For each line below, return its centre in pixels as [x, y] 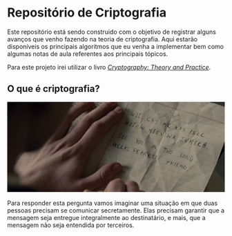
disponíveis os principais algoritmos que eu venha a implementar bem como [116, 46]
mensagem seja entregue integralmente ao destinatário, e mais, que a [106, 217]
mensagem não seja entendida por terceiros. [71, 225]
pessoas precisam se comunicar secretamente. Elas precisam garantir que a [116, 210]
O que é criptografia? [54, 89]
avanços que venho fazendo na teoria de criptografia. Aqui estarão [103, 39]
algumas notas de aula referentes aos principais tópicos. [88, 54]
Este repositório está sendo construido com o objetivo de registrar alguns [112, 32]
